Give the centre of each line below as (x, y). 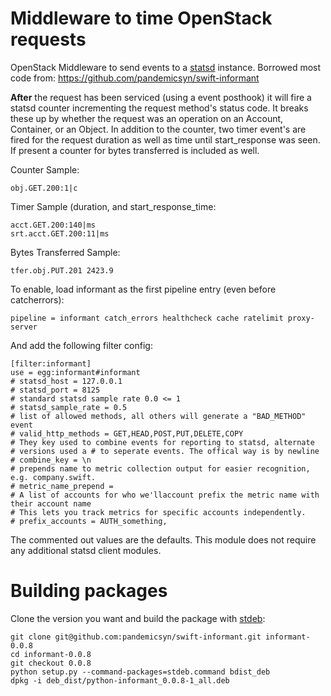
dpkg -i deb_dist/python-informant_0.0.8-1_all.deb (120, 680)
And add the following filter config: (81, 345)
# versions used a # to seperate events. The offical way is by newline (165, 451)
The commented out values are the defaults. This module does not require (163, 539)
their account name (51, 503)
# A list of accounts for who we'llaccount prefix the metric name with (165, 495)
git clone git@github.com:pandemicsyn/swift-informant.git (136, 637)
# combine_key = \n (51, 460)
